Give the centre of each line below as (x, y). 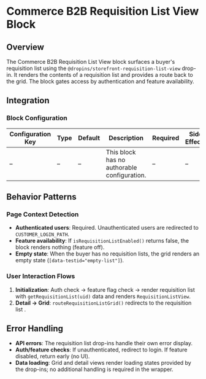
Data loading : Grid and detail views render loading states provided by (103, 363)
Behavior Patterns (41, 197)
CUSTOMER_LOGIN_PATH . (42, 234)
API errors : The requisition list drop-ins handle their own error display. (104, 343)
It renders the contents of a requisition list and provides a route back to (103, 75)
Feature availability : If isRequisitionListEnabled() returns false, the (102, 241)
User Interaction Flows (41, 276)
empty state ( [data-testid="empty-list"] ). (70, 260)
